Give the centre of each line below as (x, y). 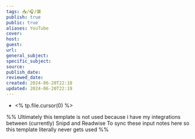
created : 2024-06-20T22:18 (39, 83)
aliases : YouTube (27, 28)
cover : (14, 34)
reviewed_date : (25, 77)
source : (16, 67)
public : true (22, 22)
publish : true (24, 17)
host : (13, 39)
